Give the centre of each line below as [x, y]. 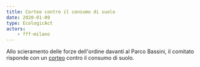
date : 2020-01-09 [28, 18]
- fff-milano [34, 34]
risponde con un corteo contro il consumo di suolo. [71, 58]
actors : [16, 29]
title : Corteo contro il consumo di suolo [61, 12]
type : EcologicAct [29, 23]
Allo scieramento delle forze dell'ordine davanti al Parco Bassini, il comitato [100, 51]
